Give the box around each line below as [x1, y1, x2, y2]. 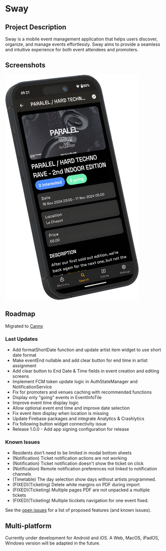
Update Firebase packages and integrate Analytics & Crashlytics [12, 415, 145, 421]
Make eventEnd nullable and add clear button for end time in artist [12, 357, 148, 363]
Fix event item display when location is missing [12, 410, 109, 416]
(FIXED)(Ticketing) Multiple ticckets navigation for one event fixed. [12, 498, 149, 504]
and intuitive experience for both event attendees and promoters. [5, 47, 139, 52]
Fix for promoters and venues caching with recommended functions [12, 389, 152, 395]
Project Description [5, 23, 67, 31]
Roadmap [5, 310, 36, 318]
